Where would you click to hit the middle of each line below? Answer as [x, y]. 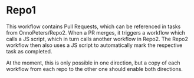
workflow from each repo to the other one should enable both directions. [94, 69]
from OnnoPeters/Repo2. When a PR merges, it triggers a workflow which [96, 32]
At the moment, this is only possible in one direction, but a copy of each [93, 63]
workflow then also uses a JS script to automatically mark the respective [94, 45]
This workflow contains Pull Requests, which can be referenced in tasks [93, 26]
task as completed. [29, 51]
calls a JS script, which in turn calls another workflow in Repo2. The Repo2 [97, 39]
